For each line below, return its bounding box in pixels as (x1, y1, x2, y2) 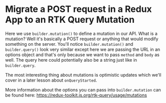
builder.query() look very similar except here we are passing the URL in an (5, 46, 161, 52)
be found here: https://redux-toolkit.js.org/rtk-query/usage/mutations (5, 92, 147, 98)
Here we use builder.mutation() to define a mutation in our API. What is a (5, 30, 158, 36)
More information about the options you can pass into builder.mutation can (5, 87, 161, 93)
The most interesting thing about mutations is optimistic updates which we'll (5, 72, 162, 78)
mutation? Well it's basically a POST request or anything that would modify (5, 36, 159, 42)
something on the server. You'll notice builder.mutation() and (5, 41, 134, 47)
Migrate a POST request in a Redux (5, 3, 152, 15)
